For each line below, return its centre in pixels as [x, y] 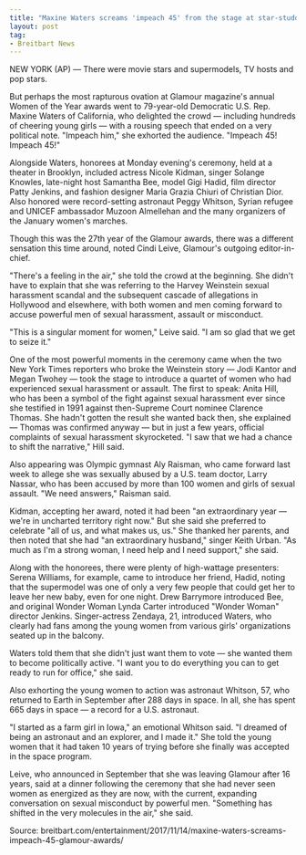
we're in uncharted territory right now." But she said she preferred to [138, 521]
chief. [20, 258]
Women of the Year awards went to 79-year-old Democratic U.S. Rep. [140, 107]
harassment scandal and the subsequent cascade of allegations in [134, 295]
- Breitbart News [42, 43]
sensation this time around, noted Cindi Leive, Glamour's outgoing [133, 248]
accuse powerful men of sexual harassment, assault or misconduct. [137, 315]
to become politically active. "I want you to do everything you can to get [144, 663]
